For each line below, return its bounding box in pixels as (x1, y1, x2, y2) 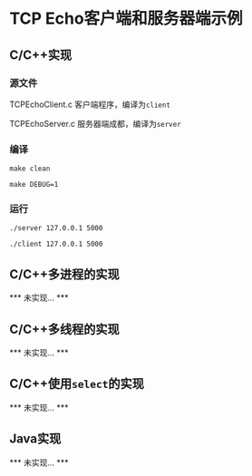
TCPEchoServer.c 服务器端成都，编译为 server (9, 118, 181, 129)
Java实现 (9, 432, 62, 447)
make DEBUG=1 (9, 180, 59, 189)
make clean (9, 164, 51, 173)
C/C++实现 (9, 47, 73, 63)
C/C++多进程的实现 (9, 267, 120, 282)
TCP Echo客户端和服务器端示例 (9, 8, 243, 29)
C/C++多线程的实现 (9, 321, 120, 336)
